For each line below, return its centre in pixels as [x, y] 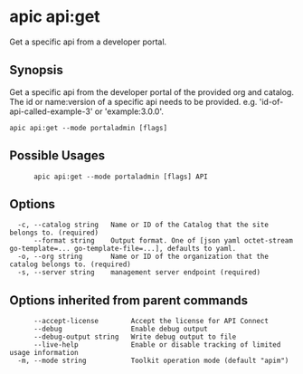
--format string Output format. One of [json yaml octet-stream [163, 241]
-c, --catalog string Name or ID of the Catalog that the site [143, 225]
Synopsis [36, 70]
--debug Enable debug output [120, 329]
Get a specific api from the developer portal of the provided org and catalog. [151, 91]
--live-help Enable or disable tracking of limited [157, 345]
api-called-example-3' [51, 111]
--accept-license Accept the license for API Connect [151, 321]
